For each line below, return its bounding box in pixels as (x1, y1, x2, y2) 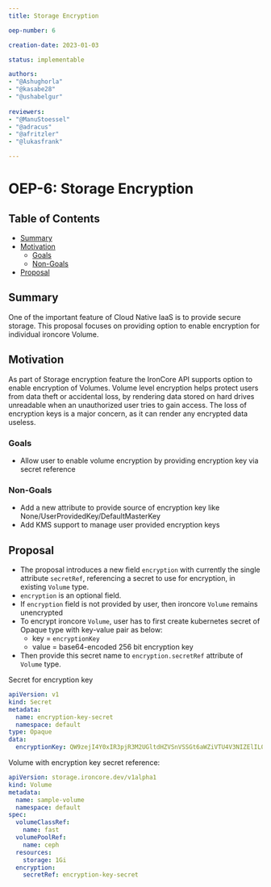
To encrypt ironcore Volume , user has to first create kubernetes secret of (19, 616, 261, 626)
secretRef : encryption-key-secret (23, 871, 139, 879)
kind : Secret (8, 698, 52, 706)
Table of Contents (8, 212, 101, 225)
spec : (8, 811, 27, 819)
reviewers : (8, 107, 45, 116)
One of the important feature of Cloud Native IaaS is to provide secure (8, 312, 241, 322)
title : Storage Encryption (8, 11, 99, 20)
